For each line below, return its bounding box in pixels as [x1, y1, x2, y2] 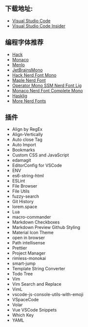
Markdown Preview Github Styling [12, 224, 80, 230]
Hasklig [12, 93, 28, 99]
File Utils [12, 189, 30, 194]
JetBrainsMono [12, 67, 43, 73]
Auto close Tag [12, 137, 43, 142]
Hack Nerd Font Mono [12, 72, 57, 78]
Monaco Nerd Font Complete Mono [12, 87, 83, 93]
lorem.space [12, 204, 37, 210]
